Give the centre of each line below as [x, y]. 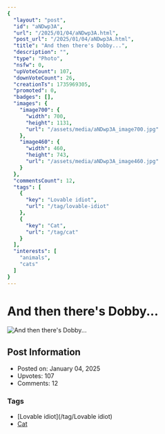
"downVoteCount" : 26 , [45, 78]
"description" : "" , [41, 53]
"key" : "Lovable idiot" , [61, 200]
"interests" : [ [35, 252]
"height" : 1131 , [49, 123]
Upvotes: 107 [36, 376]
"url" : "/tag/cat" [52, 232]
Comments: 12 [38, 384]
